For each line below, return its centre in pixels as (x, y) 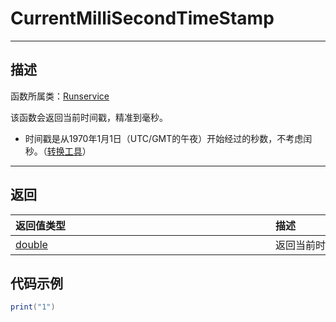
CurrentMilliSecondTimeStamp (142, 18)
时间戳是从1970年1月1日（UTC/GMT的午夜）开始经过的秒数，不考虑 (164, 138)
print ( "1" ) (33, 307)
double (31, 244)
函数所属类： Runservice (60, 96)
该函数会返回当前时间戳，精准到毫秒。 (89, 117)
